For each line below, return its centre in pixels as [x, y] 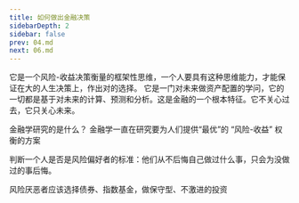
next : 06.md [31, 51]
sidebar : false [37, 34]
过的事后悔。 [32, 171]
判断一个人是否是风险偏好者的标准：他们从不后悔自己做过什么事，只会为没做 [149, 159]
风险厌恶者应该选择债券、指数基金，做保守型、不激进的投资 [118, 190]
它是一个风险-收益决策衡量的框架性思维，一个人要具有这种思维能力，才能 [144, 77]
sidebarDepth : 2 [39, 26]
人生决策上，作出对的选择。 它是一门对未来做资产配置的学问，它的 [162, 88]
